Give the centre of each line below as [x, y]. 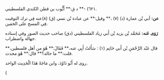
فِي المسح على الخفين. [26, 24]
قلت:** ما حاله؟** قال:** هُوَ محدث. [39, 53]
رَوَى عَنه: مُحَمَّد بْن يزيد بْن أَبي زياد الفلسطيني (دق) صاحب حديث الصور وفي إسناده [82, 33]
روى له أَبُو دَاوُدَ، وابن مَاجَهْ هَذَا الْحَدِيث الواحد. [46, 63]
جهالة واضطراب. [20, 39]
